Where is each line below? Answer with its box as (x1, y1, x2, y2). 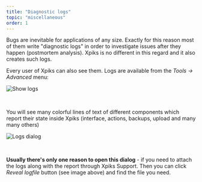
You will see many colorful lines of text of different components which (6, 109, 180, 116)
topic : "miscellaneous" (6, 14, 66, 20)
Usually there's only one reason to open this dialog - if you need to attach (6, 156, 192, 163)
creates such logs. (6, 55, 52, 63)
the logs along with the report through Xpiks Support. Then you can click (6, 163, 187, 170)
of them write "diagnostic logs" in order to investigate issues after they (6, 43, 182, 50)
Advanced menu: (6, 73, 49, 81)
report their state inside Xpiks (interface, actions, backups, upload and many (6, 115, 196, 122)
